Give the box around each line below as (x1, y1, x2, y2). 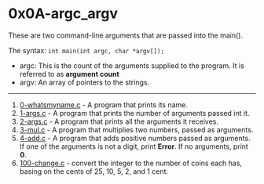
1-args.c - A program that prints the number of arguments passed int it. (19, 108, 250, 117)
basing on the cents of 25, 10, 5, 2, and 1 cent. (19, 166, 169, 176)
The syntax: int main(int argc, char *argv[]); (8, 45, 165, 55)
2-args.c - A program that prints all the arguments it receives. (19, 117, 218, 126)
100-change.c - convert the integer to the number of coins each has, (19, 158, 242, 168)
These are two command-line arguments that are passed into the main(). (8, 31, 244, 40)
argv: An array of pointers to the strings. (19, 78, 150, 87)
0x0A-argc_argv (8, 5, 118, 23)
